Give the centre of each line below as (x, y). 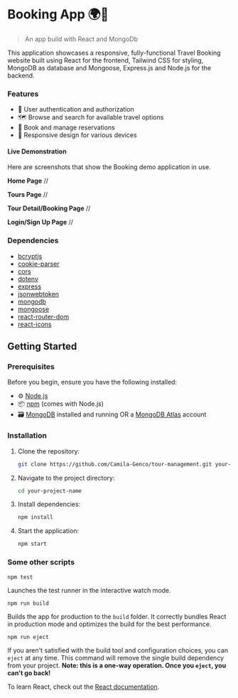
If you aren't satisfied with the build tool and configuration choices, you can (118, 650)
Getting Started (42, 347)
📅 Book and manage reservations (66, 128)
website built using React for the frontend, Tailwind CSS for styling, (106, 60)
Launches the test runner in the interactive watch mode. (90, 590)
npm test (20, 577)
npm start (32, 544)
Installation (27, 436)
